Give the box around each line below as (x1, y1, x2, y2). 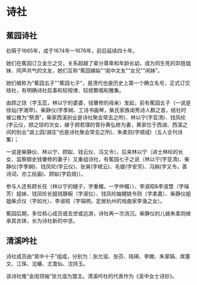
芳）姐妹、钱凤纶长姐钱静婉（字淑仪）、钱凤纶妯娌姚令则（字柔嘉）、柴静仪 (6, 190, 186, 197)
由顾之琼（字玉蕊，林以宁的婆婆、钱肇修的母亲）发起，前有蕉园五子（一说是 (6, 99, 191, 106)
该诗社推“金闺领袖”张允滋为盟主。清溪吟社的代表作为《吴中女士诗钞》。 (6, 272, 178, 279)
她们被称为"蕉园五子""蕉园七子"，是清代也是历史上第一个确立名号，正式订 (6, 80, 186, 86)
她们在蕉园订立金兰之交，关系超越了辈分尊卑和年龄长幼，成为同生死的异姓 (6, 60, 186, 66)
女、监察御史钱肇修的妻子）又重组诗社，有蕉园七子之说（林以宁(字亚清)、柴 (6, 156, 190, 162)
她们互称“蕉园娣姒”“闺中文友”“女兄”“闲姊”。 (57, 67, 163, 74)
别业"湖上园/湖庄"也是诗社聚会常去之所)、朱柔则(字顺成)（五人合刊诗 (16, 128, 183, 135)
